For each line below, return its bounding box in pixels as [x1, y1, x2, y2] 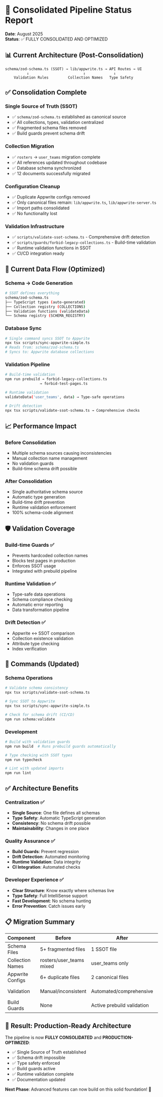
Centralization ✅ [5, 798, 45, 805]
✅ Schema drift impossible [12, 1055, 65, 1060]
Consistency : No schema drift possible [12, 820, 91, 826]
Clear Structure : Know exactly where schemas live [12, 887, 114, 893]
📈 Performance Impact [5, 422, 77, 430]
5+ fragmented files [40, 946, 85, 953]
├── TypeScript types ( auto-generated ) [5, 299, 86, 304]
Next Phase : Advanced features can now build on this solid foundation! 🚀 [5, 1086, 152, 1092]
